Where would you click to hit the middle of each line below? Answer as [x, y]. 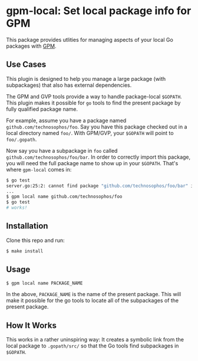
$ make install [25, 251]
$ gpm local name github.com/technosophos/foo [64, 197]
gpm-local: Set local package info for [99, 11]
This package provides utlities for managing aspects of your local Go [90, 40]
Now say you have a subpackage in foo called [62, 150]
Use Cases [26, 65]
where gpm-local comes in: [39, 169]
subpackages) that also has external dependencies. [69, 85]
